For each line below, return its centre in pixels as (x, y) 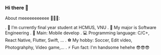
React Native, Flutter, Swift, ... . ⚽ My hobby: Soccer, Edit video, (69, 40)
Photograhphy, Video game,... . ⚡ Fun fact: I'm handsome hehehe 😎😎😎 (77, 47)
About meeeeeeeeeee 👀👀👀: (33, 18)
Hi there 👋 (17, 8)
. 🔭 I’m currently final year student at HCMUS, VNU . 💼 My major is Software (81, 27)
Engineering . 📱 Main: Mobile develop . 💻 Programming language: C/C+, (77, 33)
